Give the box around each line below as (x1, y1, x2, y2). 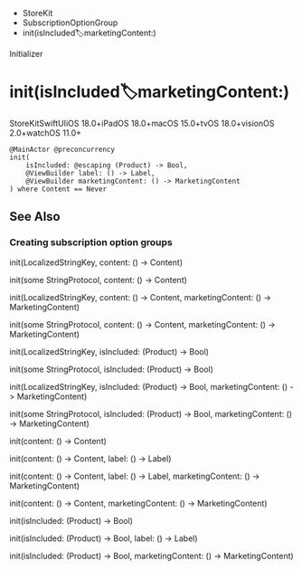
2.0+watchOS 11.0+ (9, 127, 82, 138)
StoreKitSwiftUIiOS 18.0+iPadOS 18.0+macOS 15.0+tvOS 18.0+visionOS (9, 118, 275, 128)
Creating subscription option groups (9, 236, 174, 249)
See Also (9, 209, 61, 224)
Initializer (9, 49, 43, 59)
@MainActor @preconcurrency (9, 145, 116, 154)
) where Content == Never (9, 185, 107, 194)
